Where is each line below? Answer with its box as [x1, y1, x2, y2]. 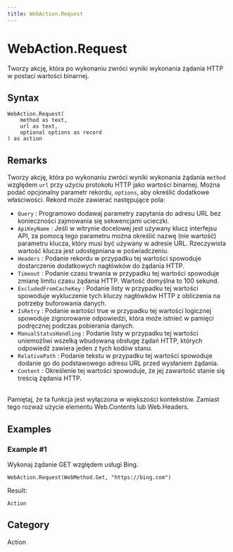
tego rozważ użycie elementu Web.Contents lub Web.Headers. [7, 403, 189, 411]
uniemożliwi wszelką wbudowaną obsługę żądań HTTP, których [17, 336, 203, 345]
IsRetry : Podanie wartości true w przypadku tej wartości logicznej [17, 307, 212, 315]
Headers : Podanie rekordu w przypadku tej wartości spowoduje [17, 254, 202, 263]
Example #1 [7, 444, 47, 454]
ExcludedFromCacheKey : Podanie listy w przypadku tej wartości [17, 284, 199, 293]
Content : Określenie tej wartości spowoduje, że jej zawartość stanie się [17, 367, 225, 375]
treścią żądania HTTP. [17, 374, 82, 383]
